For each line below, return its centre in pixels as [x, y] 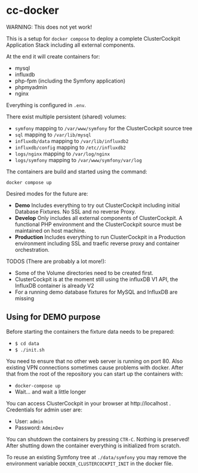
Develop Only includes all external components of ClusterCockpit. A [99, 218]
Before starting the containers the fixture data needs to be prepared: [90, 331]
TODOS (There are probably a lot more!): [56, 261]
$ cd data [27, 344]
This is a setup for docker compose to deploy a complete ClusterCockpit [93, 38]
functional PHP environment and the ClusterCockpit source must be [98, 224]
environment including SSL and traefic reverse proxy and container [97, 243]
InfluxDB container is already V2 [54, 285]
